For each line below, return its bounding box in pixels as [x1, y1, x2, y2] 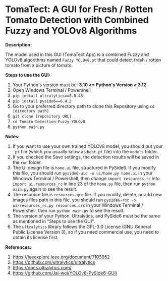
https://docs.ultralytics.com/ [12, 264, 72, 270]
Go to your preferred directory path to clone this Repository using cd [12, 103, 155, 109]
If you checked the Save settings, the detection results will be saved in [12, 154, 159, 160]
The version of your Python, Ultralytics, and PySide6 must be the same [12, 213, 160, 219]
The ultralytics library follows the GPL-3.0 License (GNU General [12, 223, 151, 230]
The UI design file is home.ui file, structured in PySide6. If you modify [12, 164, 156, 171]
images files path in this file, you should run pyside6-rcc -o [12, 197, 136, 203]
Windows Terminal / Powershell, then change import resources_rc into [12, 175, 160, 181]
